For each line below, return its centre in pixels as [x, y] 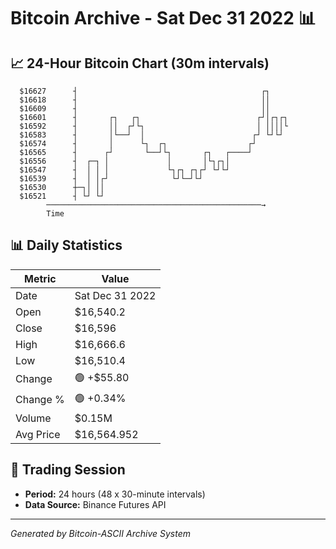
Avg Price [38, 434]
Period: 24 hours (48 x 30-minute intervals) [115, 494]
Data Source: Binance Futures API [95, 504]
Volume [33, 418]
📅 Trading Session [68, 470]
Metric [40, 278]
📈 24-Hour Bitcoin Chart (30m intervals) [140, 63]
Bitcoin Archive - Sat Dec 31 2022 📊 [163, 18]
